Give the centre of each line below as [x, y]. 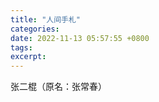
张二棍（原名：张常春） [58, 87]
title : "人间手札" [46, 19]
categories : [35, 29]
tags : [21, 47]
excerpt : [28, 57]
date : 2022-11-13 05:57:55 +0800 [80, 38]
